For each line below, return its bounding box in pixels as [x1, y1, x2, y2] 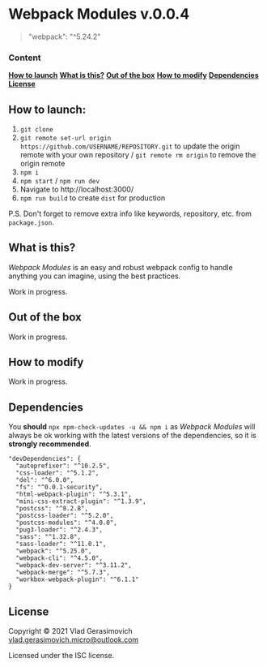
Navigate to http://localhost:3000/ [19, 184, 134, 195]
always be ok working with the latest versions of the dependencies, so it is [8, 431, 256, 441]
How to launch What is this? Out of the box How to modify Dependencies [8, 71, 259, 80]
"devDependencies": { [8, 455, 82, 463]
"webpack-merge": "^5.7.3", [15, 569, 111, 577]
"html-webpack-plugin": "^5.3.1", [15, 490, 132, 499]
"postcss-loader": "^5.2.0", [15, 512, 114, 520]
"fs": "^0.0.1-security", [15, 484, 104, 492]
